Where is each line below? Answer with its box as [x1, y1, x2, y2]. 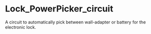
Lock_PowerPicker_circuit [5, 3, 114, 14]
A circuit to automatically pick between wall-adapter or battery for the [5, 19, 146, 25]
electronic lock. [5, 24, 36, 30]
